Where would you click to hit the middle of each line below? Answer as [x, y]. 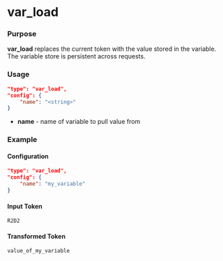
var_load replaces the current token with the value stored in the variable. [112, 49]
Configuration [28, 156]
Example [22, 140]
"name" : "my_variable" [53, 184]
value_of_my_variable [39, 251]
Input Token [25, 206]
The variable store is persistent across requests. [76, 56]
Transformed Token [37, 236]
